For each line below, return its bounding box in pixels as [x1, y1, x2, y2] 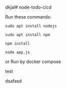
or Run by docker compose [5, 58, 61, 64]
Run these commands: [5, 14, 51, 19]
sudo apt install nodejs [5, 23, 57, 28]
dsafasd [5, 78, 22, 84]
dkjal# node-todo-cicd [5, 4, 51, 10]
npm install [5, 41, 30, 46]
